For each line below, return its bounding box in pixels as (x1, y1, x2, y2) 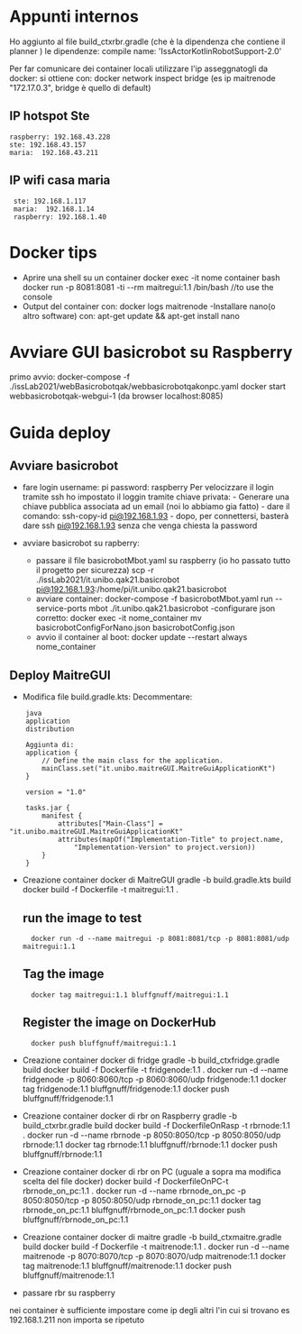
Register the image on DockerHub (22, 1015, 216, 1030)
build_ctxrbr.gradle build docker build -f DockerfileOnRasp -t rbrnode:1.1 (22, 1119, 290, 1130)
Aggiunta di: (25, 741, 75, 750)
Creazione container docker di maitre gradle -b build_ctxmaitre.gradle (22, 1231, 282, 1242)
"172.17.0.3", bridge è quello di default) (9, 82, 151, 93)
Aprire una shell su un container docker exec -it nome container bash (22, 272, 280, 283)
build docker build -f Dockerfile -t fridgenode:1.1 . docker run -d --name (22, 1064, 288, 1074)
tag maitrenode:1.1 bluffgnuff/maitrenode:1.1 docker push (22, 1260, 233, 1271)
